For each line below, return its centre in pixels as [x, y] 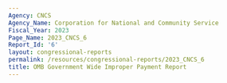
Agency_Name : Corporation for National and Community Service [113, 23]
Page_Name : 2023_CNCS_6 [48, 38]
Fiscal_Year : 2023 [39, 30]
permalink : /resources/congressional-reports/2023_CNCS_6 [106, 60]
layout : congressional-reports [60, 52]
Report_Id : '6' [33, 45]
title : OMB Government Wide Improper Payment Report [98, 67]
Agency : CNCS [30, 15]
